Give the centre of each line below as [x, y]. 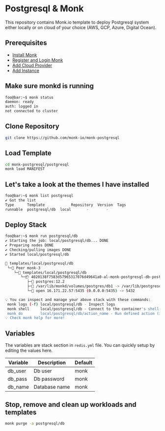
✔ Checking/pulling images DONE [38, 250]
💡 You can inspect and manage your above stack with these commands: [78, 299]
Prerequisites [26, 43]
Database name [52, 387]
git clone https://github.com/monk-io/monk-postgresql [62, 138]
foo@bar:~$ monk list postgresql [39, 196]
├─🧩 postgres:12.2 [46, 282]
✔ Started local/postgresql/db [37, 254]
